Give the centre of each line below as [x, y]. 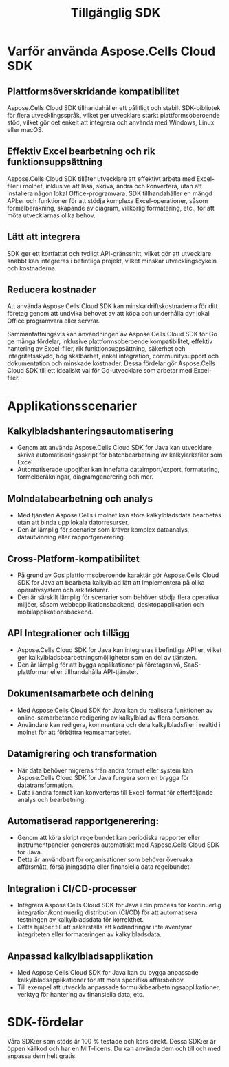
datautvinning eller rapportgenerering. [71, 537]
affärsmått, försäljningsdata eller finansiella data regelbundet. [104, 867]
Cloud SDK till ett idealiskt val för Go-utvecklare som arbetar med [100, 371]
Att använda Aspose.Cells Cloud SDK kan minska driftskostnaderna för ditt [112, 306]
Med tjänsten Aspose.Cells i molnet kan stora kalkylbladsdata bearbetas [119, 515]
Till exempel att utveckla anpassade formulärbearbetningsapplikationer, [119, 987]
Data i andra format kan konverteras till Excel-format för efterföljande [115, 792]
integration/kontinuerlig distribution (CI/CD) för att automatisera [107, 912]
